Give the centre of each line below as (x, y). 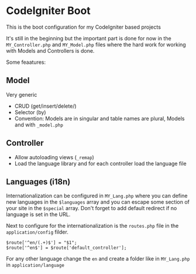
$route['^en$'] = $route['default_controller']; (66, 248)
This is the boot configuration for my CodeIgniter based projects (83, 27)
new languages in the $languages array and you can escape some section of (98, 202)
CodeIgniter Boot (48, 11)
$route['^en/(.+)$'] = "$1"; (42, 243)
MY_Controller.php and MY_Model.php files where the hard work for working (96, 44)
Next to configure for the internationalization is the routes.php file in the (92, 226)
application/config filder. (37, 232)
